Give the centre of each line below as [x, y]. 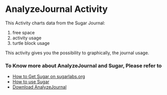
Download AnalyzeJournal [39, 87]
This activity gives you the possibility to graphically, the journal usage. [77, 53]
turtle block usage [31, 43]
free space [23, 32]
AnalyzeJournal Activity [57, 9]
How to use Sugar [31, 82]
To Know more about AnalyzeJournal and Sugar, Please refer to [83, 66]
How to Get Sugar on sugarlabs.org [49, 77]
